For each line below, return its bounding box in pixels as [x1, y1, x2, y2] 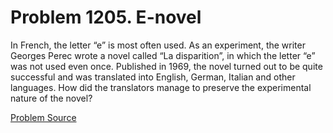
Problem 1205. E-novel [10, 6, 202, 29]
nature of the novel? [10, 92, 93, 104]
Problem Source [10, 111, 77, 123]
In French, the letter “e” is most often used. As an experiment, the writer [10, 39, 306, 51]
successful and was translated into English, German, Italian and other [10, 71, 296, 83]
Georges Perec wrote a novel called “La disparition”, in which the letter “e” [10, 49, 316, 61]
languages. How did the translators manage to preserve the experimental [10, 81, 312, 93]
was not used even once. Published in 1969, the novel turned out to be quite [10, 60, 323, 72]
